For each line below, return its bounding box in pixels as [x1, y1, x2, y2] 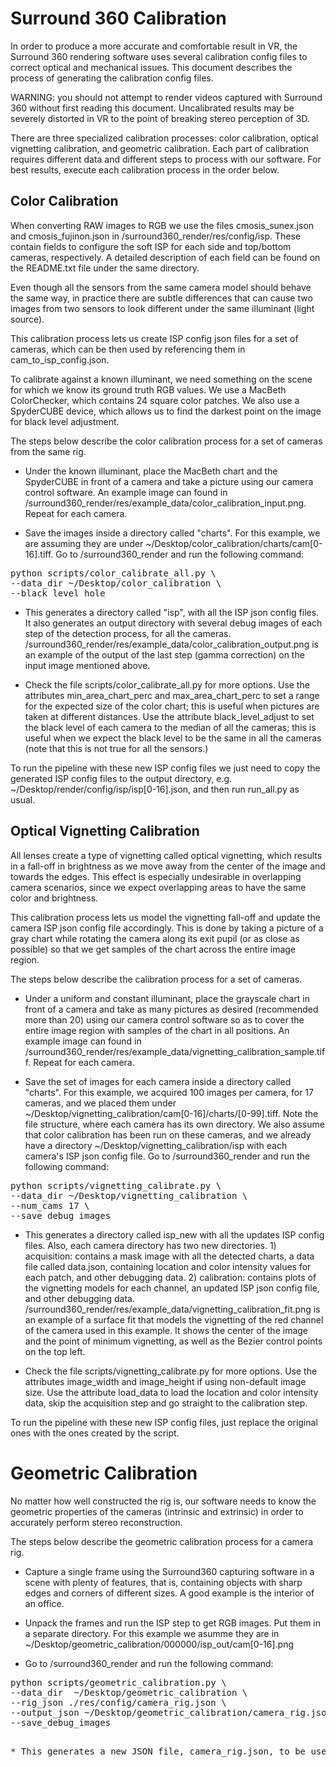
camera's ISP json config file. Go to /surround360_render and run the [24, 1150, 311, 1162]
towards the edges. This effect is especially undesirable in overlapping [10, 870, 302, 882]
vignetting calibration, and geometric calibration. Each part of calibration [10, 142, 310, 154]
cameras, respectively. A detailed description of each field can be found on [10, 251, 321, 263]
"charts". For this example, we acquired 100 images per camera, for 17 [24, 1086, 314, 1098]
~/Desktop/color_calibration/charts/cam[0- [145, 537, 323, 549]
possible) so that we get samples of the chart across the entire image [10, 943, 297, 955]
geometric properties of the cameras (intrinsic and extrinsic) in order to [10, 1505, 304, 1517]
